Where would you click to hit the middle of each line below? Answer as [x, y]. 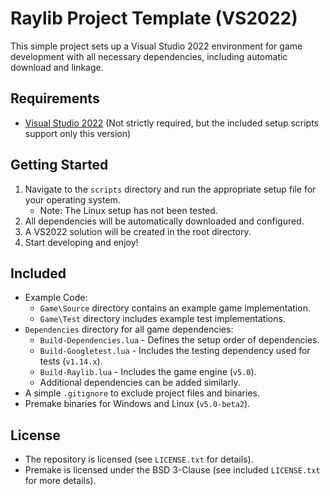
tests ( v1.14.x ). [71, 361]
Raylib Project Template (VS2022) [154, 18]
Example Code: [56, 298]
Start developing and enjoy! [81, 242]
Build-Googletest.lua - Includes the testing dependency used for [175, 351]
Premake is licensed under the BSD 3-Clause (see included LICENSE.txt [172, 470]
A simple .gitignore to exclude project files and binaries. [142, 393]
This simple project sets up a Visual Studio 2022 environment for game [156, 46]
